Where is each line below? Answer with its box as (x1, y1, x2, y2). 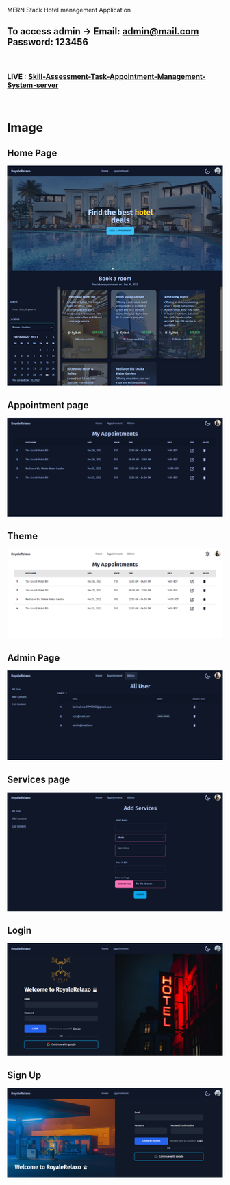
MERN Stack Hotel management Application (7, 6, 131, 14)
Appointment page (7, 399, 89, 411)
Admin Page (7, 652, 60, 664)
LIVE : (7, 71, 27, 81)
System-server (7, 80, 59, 90)
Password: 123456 (7, 36, 89, 48)
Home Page (7, 147, 57, 159)
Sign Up (7, 1070, 42, 1081)
